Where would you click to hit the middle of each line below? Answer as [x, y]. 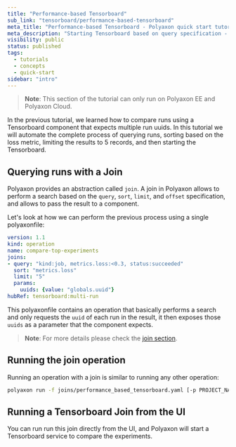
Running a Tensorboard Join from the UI [97, 412]
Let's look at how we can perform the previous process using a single [108, 218]
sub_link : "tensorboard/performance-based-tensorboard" [91, 20]
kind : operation [31, 244]
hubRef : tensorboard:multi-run [53, 296]
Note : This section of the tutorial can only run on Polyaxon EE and [120, 99]
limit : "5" [29, 277]
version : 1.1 [26, 238]
